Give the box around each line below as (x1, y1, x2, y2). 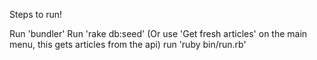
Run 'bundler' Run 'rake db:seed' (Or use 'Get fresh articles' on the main (9, 28, 308, 39)
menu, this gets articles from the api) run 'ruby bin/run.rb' (9, 39, 247, 50)
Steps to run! (9, 9, 63, 20)
